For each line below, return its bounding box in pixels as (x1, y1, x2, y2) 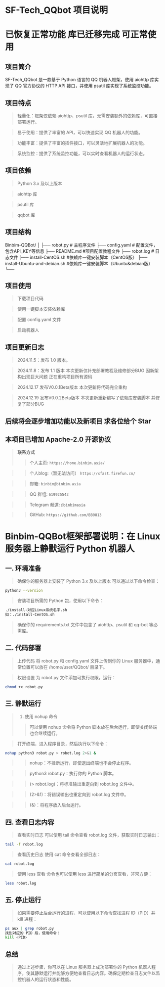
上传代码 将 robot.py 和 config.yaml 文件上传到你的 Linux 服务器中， (17, 658, 156, 663)
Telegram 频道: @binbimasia (29, 502, 85, 508)
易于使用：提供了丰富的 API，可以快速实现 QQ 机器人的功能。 (17, 130, 143, 135)
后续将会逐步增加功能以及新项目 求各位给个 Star (5, 417, 152, 425)
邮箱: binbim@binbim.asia (29, 481, 81, 487)
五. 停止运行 (5, 896, 41, 904)
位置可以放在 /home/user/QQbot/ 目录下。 (21, 664, 108, 670)
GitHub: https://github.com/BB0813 (29, 512, 102, 517)
